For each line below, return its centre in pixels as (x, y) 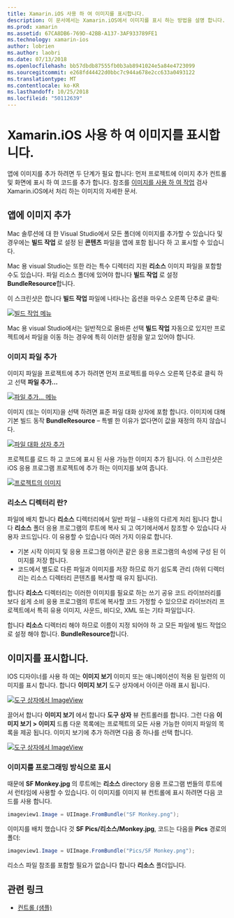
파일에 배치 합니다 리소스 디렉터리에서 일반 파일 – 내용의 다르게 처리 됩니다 (108, 519)
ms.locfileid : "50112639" (45, 99)
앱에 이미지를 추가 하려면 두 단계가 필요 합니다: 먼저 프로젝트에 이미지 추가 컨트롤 (117, 173)
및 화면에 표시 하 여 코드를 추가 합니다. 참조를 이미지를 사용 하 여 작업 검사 (108, 182)
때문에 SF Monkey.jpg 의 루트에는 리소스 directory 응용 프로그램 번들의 (105, 784)
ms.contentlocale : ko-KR (43, 85)
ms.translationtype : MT (42, 79)
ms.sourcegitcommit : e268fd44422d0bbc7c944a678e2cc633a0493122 (101, 72)
